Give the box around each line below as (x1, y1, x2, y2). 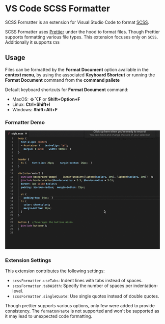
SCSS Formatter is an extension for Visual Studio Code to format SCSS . (5, 19, 150, 25)
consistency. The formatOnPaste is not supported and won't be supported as (5, 308, 160, 314)
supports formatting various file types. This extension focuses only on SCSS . (5, 34, 158, 40)
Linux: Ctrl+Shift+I (12, 101, 51, 107)
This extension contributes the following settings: (5, 268, 105, 274)
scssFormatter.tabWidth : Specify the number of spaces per (12, 283, 133, 289)
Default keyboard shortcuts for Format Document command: (5, 87, 129, 93)
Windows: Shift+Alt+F (12, 106, 58, 112)
